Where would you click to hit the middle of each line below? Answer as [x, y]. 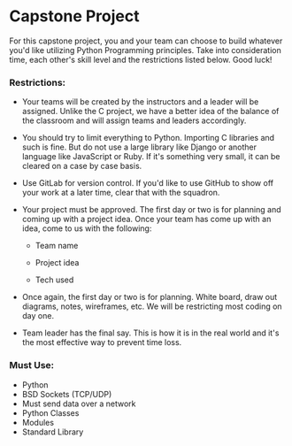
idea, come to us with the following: [87, 228]
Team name [57, 246]
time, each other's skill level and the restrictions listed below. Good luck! [141, 59]
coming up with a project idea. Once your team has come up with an [146, 219]
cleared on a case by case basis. [82, 166]
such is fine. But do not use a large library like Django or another [139, 147]
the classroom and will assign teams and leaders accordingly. [134, 120]
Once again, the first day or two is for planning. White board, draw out [150, 297]
